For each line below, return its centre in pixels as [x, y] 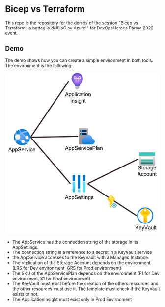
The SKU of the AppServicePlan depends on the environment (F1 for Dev [86, 273]
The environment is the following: [39, 65]
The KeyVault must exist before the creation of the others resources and [85, 284]
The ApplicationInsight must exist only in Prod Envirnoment [72, 299]
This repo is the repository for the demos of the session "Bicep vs [72, 23]
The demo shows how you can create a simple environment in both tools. [79, 60]
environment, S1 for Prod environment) [51, 279]
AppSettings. [25, 247]
